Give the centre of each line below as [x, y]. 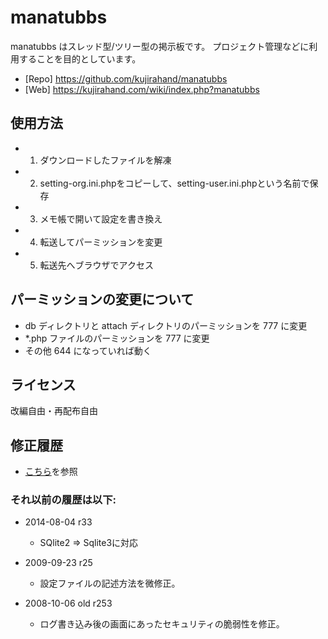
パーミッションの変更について [102, 299]
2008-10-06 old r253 [68, 603]
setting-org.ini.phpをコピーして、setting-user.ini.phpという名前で [174, 183]
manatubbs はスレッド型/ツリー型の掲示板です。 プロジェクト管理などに [160, 46]
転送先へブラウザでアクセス [96, 265]
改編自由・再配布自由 [54, 411]
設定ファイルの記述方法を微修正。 [110, 583]
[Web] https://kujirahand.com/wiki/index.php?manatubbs [142, 89]
